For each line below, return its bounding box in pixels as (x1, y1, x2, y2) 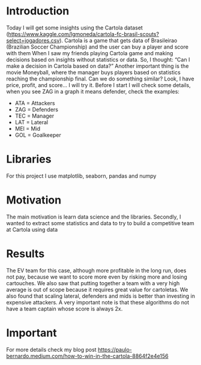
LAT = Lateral (14, 118, 49, 125)
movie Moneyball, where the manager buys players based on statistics (6, 68, 181, 76)
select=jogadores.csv (6, 37, 60, 44)
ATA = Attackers (14, 99, 55, 106)
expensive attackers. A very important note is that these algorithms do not (6, 298, 190, 306)
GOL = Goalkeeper (14, 131, 61, 139)
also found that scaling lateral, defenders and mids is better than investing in (6, 292, 196, 300)
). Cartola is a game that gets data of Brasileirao (59, 37, 178, 44)
